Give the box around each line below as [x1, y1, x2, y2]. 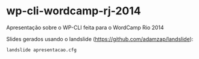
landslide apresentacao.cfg [6, 46, 77, 53]
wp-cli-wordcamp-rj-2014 [6, 4, 141, 18]
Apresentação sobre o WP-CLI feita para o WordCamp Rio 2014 [6, 24, 164, 31]
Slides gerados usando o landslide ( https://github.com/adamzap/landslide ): [6, 35, 194, 42]
